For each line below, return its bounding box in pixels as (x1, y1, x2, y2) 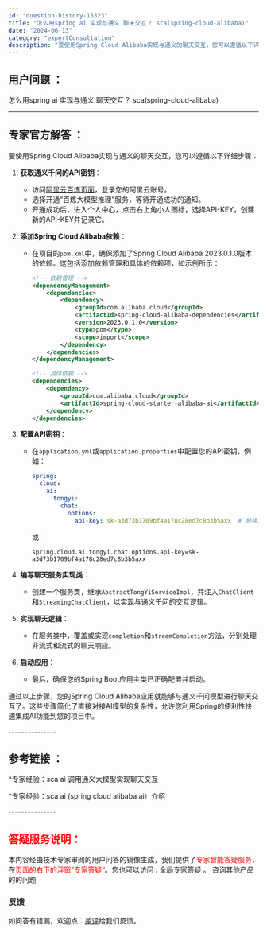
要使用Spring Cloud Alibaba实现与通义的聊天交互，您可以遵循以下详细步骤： (8, 150, 259, 160)
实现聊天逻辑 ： (19, 613, 69, 623)
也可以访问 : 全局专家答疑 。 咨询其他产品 (118, 865, 254, 875)
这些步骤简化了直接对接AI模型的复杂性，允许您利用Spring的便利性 (29, 701, 246, 710)
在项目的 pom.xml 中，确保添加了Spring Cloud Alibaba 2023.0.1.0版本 (31, 248, 253, 258)
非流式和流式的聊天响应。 (31, 640, 116, 650)
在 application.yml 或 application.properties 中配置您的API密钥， (31, 446, 245, 456)
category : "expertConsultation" (8, 33, 115, 42)
